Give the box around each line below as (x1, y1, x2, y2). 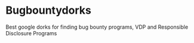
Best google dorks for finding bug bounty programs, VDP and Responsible (5, 23, 189, 30)
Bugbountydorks (5, 4, 92, 17)
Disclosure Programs (5, 29, 57, 36)
